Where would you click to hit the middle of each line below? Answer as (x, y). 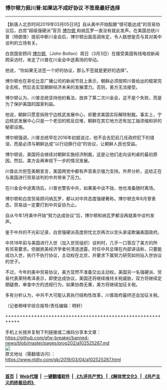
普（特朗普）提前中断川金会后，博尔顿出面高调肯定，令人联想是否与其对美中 (83, 37)
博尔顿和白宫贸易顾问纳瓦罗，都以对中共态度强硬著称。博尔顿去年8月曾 (78, 199)
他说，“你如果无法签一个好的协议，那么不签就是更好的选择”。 (68, 70)
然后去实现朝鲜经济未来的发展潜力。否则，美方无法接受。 (81, 87)
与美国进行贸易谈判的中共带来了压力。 (44, 177)
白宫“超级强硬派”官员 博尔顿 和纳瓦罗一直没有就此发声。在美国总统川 (89, 30)
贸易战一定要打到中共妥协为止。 (46, 205)
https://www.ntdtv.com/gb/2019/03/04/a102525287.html (63, 360)
